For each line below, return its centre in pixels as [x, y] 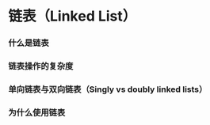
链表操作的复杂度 [41, 66]
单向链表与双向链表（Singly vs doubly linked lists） [108, 89]
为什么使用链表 [37, 112]
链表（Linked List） [73, 16]
